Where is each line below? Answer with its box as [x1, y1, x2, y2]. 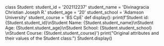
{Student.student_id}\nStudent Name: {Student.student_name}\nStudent [5, 20, 154, 25]
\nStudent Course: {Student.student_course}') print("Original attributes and [5, 30, 159, 36]
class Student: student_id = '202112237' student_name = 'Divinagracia [5, 4, 149, 10]
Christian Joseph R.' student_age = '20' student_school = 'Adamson [5, 9, 144, 15]
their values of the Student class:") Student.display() [5, 35, 113, 41]
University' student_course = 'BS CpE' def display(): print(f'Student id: [5, 15, 149, 20]
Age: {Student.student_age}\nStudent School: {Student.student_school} [5, 25, 152, 31]
